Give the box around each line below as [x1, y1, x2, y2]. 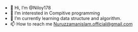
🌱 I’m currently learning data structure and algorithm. [10, 15, 122, 21]
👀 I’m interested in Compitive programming [10, 10, 100, 16]
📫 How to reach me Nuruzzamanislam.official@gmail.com [10, 21, 133, 27]
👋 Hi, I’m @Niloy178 [10, 5, 51, 10]
